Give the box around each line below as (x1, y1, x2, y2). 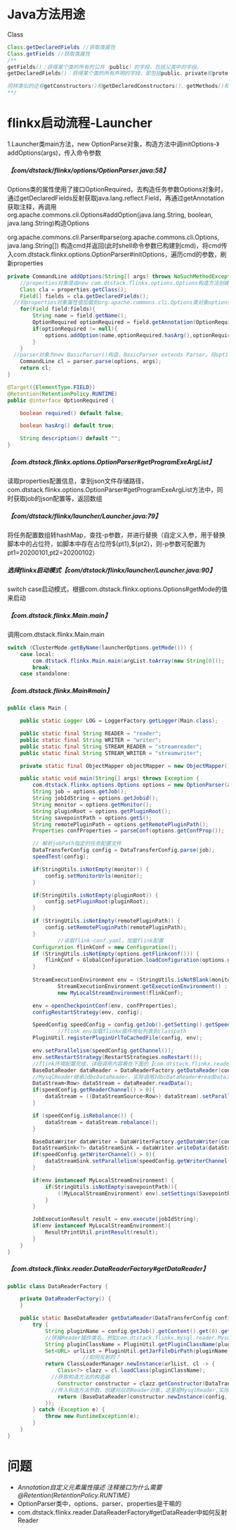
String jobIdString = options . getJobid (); (32, 795, 159, 802)
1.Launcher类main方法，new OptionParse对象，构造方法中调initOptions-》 (7, 140, 220, 148)
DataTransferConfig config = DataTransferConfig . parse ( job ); (32, 847, 216, 854)
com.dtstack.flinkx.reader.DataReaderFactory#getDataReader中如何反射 (17, 1507, 228, 1517)
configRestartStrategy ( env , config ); (32, 1009, 143, 1016)
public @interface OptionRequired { (7, 397, 114, 404)
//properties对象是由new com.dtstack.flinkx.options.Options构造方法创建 (20, 279, 230, 286)
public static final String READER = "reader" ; (20, 730, 162, 738)
